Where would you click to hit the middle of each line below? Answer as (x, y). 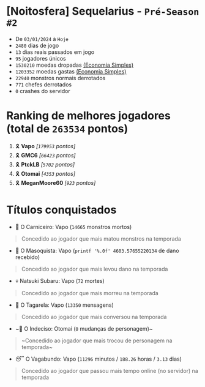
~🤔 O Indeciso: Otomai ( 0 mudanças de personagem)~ (84, 328)
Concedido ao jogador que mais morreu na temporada (90, 293)
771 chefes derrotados (43, 85)
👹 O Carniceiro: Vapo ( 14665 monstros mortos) (73, 227)
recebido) (28, 257)
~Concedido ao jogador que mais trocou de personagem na (97, 340)
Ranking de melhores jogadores (89, 116)
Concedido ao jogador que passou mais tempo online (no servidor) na (110, 370)
